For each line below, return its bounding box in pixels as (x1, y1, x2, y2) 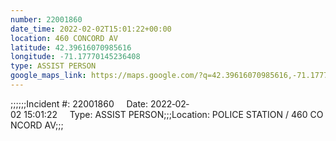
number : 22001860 (10, 14, 83, 25)
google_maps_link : (10, 71, 87, 81)
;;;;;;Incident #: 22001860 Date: (10, 97, 149, 110)
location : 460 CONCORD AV (10, 33, 118, 43)
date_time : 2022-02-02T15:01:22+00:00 (10, 24, 172, 34)
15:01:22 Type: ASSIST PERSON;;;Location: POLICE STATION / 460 (23, 108, 308, 120)
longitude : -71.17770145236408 (10, 52, 141, 62)
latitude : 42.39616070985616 (10, 42, 132, 53)
